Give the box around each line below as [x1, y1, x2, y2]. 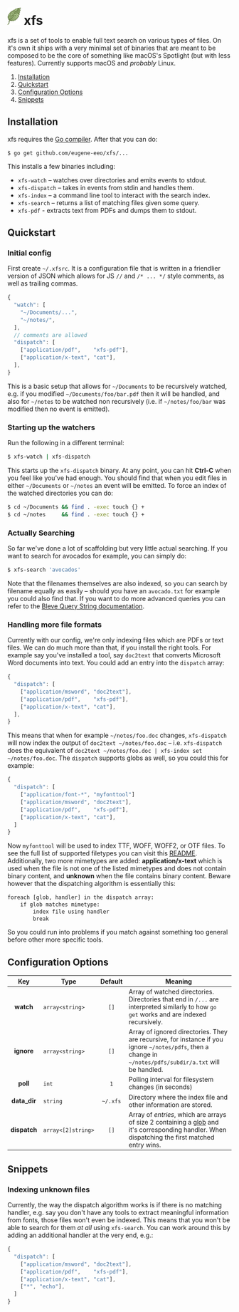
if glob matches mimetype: [20, 901, 100, 908]
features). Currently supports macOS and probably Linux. [7, 58, 176, 67]
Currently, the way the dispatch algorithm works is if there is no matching [7, 1201, 223, 1209]
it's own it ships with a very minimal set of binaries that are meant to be [7, 43, 216, 52]
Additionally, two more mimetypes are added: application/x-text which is [7, 857, 223, 865]
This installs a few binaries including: [7, 162, 116, 170]
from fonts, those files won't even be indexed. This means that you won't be [7, 1216, 230, 1224]
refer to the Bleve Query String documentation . [7, 602, 144, 610]
